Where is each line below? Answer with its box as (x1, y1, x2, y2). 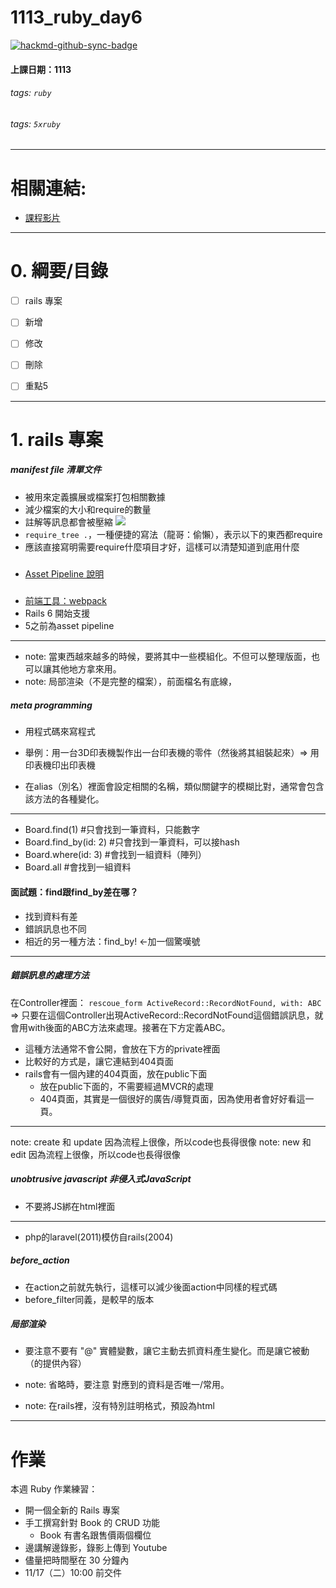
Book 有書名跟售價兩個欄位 (39, 1529, 152, 1541)
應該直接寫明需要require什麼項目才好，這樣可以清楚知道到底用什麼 (24, 541, 300, 553)
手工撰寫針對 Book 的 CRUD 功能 (24, 1517, 160, 1529)
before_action (10, 1254, 70, 1266)
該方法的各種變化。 (24, 793, 105, 805)
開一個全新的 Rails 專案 (24, 1504, 120, 1516)
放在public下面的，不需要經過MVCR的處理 (39, 1080, 214, 1092)
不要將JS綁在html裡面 (24, 1200, 116, 1212)
